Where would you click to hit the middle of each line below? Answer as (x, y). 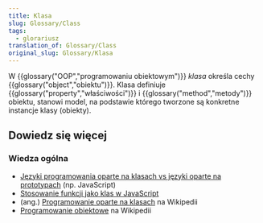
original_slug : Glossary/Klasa (61, 53)
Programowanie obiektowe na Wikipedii (85, 210)
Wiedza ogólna (38, 159)
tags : (17, 31)
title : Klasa (30, 16)
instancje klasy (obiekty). (50, 110)
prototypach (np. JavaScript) (68, 184)
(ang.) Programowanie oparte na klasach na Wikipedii (109, 201)
